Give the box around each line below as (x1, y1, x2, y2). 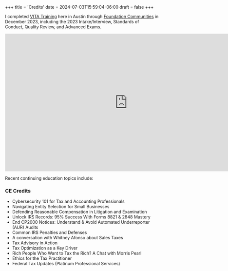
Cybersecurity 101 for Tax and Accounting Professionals (12, 198, 125, 204)
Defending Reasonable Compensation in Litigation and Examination (12, 209, 147, 215)
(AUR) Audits (12, 224, 38, 231)
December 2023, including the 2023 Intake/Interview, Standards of (5, 19, 139, 24)
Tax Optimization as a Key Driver (12, 245, 78, 251)
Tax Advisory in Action (12, 240, 57, 246)
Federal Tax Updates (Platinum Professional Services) (12, 261, 120, 267)
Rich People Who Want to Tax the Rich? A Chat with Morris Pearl (12, 251, 142, 256)
